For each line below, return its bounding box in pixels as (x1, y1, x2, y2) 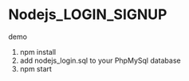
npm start (19, 64, 52, 73)
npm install (19, 47, 57, 56)
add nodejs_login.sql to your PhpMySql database (19, 56, 181, 65)
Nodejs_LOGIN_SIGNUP (8, 6, 167, 24)
